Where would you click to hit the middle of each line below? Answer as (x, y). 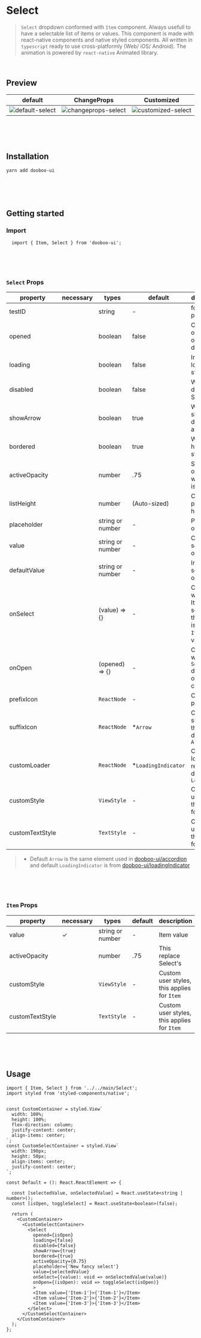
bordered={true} (53, 1256)
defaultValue (27, 571)
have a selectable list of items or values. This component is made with (107, 33)
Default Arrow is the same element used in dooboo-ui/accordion (108, 859)
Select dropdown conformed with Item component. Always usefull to (106, 27)
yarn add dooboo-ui (31, 170)
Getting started (35, 213)
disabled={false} (54, 1246)
